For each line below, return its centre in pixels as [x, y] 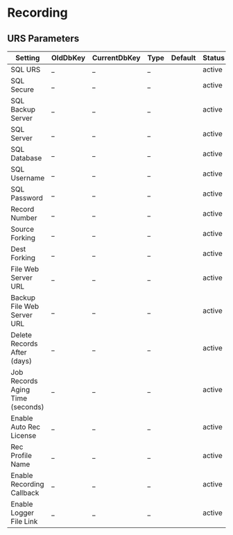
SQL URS [26, 69]
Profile [21, 456]
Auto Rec [25, 427]
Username [28, 178]
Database [26, 158]
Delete [21, 335]
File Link [24, 521]
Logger [23, 513]
